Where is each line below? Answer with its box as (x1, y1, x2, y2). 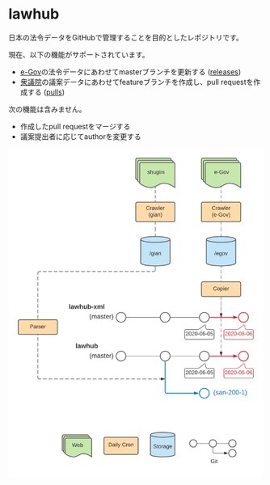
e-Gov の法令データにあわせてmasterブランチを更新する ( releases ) (19, 66, 242, 77)
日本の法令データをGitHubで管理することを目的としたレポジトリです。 (8, 32, 244, 42)
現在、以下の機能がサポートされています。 (8, 49, 150, 59)
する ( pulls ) (27, 86, 65, 97)
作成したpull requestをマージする (19, 121, 131, 131)
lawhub (8, 5, 60, 23)
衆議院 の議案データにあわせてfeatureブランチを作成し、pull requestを (19, 77, 254, 86)
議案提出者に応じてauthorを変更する (19, 131, 141, 141)
